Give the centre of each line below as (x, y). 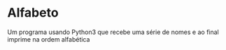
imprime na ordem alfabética (49, 39)
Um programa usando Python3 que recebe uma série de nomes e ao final (113, 32)
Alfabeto (33, 13)
